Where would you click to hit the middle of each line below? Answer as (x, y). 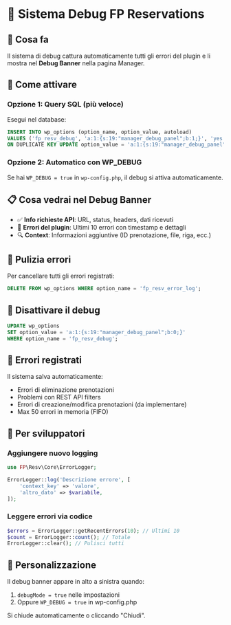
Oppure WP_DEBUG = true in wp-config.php (77, 602)
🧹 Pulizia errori (39, 260)
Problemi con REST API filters (59, 397)
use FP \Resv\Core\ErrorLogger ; (52, 468)
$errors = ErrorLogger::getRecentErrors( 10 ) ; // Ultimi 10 (93, 531)
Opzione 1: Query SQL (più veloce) (65, 105)
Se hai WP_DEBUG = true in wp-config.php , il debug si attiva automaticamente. (115, 177)
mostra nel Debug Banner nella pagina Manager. (76, 63)
